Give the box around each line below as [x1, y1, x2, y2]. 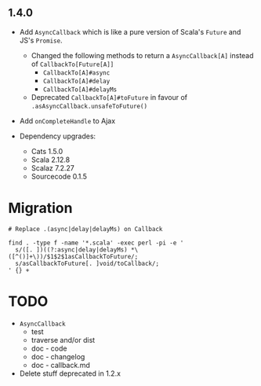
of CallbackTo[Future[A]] [31, 59, 114, 68]
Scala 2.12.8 [31, 155, 71, 164]
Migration [8, 200, 73, 217]
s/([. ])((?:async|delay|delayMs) [15, 245, 128, 254]
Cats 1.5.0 [31, 146, 63, 156]
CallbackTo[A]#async [42, 68, 111, 77]
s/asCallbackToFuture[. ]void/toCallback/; [15, 259, 159, 267]
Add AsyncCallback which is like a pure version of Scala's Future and [19, 27, 241, 36]
